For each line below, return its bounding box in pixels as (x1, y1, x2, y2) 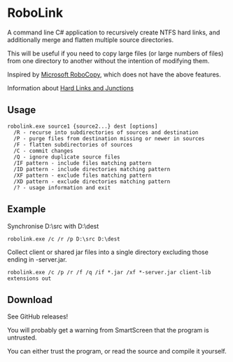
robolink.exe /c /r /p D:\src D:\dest (7, 235, 120, 243)
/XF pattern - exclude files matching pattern (13, 172, 152, 179)
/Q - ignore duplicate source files (13, 153, 120, 161)
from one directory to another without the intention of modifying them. (7, 56, 210, 65)
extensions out (7, 275, 52, 282)
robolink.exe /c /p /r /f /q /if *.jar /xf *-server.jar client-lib (7, 269, 211, 276)
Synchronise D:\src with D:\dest (7, 222, 99, 230)
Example (7, 203, 46, 215)
